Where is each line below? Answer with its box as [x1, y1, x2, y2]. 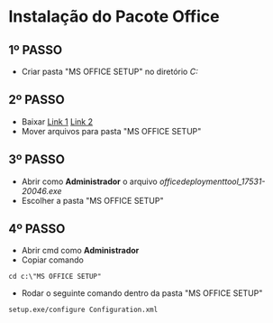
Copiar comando [21, 254, 85, 265]
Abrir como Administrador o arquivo [21, 176, 159, 187]
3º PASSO [8, 152, 65, 168]
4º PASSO [8, 221, 66, 236]
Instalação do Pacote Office [8, 6, 220, 27]
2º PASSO [8, 92, 65, 107]
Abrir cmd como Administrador [21, 245, 140, 256]
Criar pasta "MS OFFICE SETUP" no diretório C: [21, 66, 199, 77]
